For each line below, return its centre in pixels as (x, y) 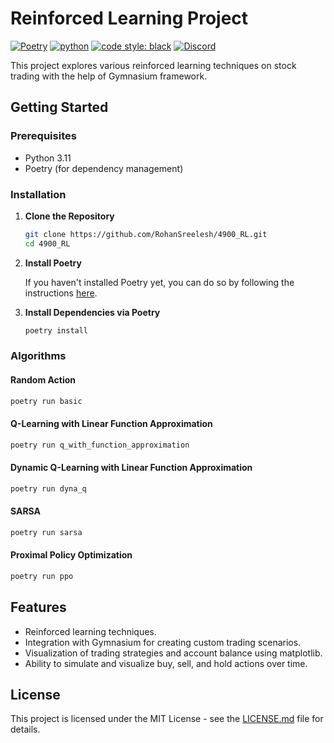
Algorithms (38, 356)
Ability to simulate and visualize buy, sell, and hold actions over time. (166, 663)
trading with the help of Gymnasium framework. (109, 76)
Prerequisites (43, 136)
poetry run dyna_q (48, 488)
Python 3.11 (48, 158)
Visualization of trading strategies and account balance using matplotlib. (173, 653)
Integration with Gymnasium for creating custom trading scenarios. (163, 642)
